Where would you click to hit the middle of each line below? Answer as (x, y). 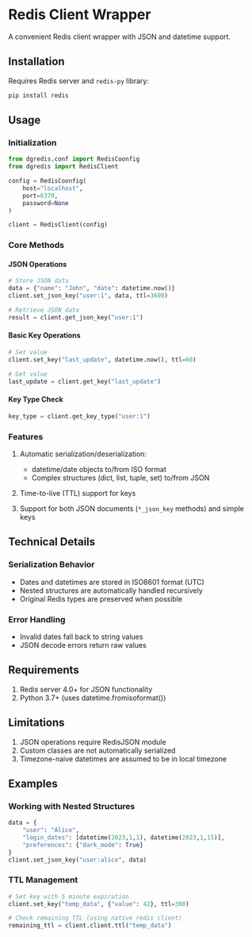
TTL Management (43, 880)
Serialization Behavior (52, 564)
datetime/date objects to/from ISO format (99, 469)
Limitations (36, 723)
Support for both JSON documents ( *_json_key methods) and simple (132, 508)
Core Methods (36, 246)
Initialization (32, 142)
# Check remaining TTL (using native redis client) (95, 918)
